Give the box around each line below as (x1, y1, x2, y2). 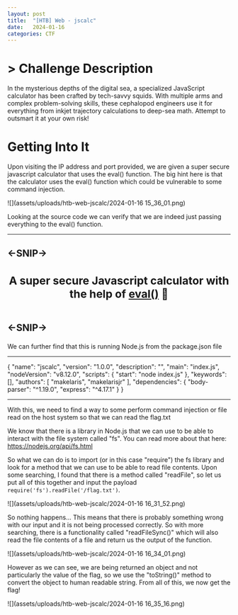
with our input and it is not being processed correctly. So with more (7, 521, 204, 529)
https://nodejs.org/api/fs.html (7, 442, 93, 451)
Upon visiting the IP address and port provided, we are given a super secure (7, 162, 230, 171)
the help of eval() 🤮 (69, 286, 169, 301)
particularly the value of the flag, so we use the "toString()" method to (7, 571, 212, 580)
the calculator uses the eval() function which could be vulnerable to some (7, 178, 222, 186)
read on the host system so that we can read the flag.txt (7, 413, 171, 422)
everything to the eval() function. (7, 220, 103, 229)
